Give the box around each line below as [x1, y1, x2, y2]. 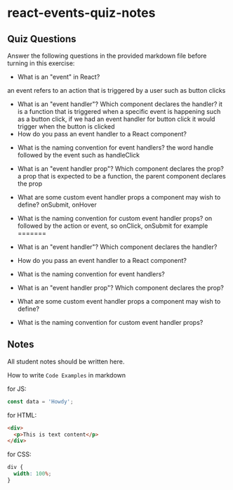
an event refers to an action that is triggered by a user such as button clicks [7, 86, 226, 94]
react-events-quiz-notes [7, 5, 156, 21]
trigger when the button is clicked [17, 122, 115, 131]
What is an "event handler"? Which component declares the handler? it [17, 100, 223, 108]
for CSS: [7, 450, 32, 458]
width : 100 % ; [13, 470, 52, 477]
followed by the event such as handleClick [17, 151, 140, 159]
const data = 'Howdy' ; [7, 398, 74, 405]
